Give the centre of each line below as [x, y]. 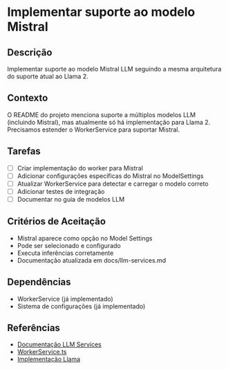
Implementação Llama [49, 359]
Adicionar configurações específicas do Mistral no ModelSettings [110, 176]
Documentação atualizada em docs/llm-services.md [92, 260]
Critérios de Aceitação [56, 221]
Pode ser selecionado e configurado [69, 245]
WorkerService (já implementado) [65, 299]
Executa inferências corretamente [65, 253]
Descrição [30, 52]
